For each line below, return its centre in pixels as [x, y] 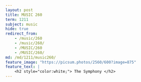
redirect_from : [22, 34]
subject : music [22, 24]
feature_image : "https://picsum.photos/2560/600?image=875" [71, 62]
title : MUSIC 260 [24, 15]
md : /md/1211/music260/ [31, 57]
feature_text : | [23, 67]
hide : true [17, 29]
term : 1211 [17, 19]
